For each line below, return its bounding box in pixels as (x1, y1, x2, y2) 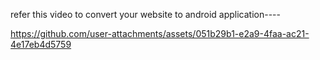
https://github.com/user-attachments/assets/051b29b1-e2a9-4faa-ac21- (10, 28, 310, 39)
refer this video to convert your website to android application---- (10, 9, 281, 20)
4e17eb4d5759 (10, 39, 72, 50)
